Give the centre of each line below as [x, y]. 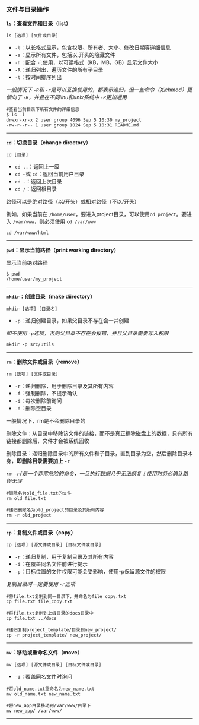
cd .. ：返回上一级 [37, 167]
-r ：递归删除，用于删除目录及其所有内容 [64, 386]
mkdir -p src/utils [30, 345]
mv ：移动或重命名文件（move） [44, 653]
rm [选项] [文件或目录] [32, 374]
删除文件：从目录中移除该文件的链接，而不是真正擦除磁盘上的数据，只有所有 [99, 433]
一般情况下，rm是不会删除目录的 [46, 421]
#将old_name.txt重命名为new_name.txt [50, 689]
